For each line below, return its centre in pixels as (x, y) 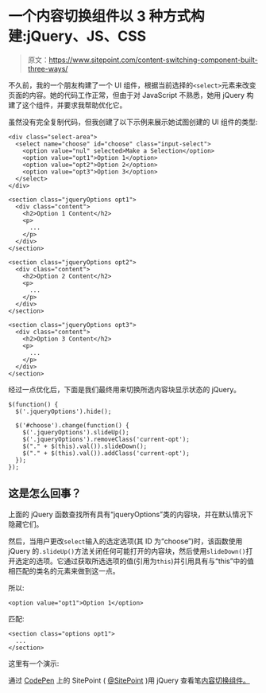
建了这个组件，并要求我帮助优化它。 (67, 105)
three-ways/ (48, 68)
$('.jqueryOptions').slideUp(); (76, 432)
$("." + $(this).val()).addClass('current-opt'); (106, 453)
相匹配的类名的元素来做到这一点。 (64, 570)
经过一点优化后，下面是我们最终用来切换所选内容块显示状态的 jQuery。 (124, 389)
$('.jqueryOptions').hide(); (64, 411)
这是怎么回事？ (45, 494)
